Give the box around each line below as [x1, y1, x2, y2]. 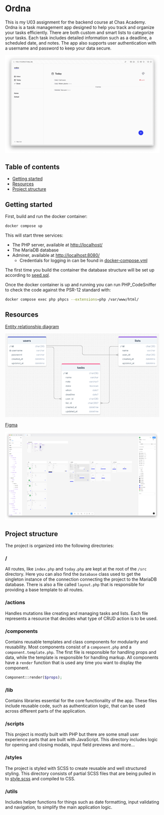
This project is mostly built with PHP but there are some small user [5, 731, 139, 738]
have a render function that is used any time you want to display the [5, 660, 142, 666]
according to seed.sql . [5, 272, 50, 278]
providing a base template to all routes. [5, 587, 84, 593]
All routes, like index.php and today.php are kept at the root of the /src [5, 566, 147, 572]
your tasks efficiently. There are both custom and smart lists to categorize [5, 29, 154, 35]
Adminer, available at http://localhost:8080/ [12, 252, 100, 258]
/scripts [5, 720, 24, 727]
